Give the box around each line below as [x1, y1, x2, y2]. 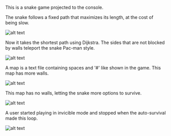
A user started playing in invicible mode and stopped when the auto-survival [5, 110, 166, 116]
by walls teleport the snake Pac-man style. [5, 45, 95, 51]
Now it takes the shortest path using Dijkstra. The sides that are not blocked [5, 39, 165, 46]
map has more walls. [5, 70, 49, 76]
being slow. [5, 20, 30, 26]
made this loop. [5, 115, 38, 121]
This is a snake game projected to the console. [5, 5, 104, 10]
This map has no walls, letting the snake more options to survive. [5, 90, 142, 96]
